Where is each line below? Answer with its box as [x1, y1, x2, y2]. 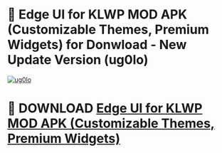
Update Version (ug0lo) [7, 52, 149, 68]
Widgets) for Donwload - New [7, 37, 187, 53]
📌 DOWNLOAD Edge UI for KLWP [7, 100, 203, 117]
